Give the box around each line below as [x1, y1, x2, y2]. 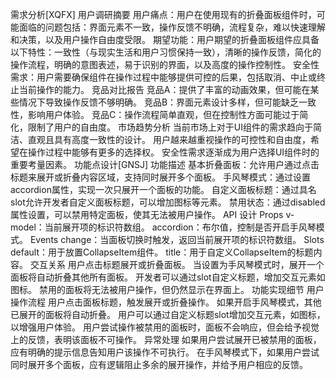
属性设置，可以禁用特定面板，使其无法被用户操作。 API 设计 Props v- [10, 209, 295, 220]
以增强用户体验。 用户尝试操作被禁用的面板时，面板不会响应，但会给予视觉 [10, 321, 320, 333]
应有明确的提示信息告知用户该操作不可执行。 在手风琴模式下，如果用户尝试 [10, 346, 320, 358]
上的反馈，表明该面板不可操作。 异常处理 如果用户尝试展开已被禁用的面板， [10, 334, 322, 345]
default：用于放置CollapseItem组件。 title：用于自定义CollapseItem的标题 [10, 246, 314, 258]
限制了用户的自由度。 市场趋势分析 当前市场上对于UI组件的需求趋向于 [27, 121, 314, 133]
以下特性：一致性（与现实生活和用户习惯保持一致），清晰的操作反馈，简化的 [10, 46, 322, 58]
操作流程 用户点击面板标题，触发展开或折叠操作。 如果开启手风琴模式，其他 [10, 296, 322, 308]
